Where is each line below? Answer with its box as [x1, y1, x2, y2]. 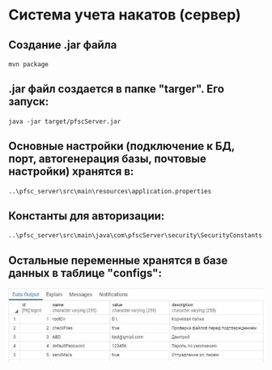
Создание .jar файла [8, 38, 117, 52]
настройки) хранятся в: [8, 164, 134, 179]
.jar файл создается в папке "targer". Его [8, 83, 225, 96]
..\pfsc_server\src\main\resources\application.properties [8, 187, 212, 195]
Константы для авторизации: [8, 209, 165, 223]
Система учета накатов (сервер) [8, 6, 241, 24]
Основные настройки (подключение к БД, [8, 139, 235, 153]
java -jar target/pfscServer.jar [8, 117, 121, 125]
